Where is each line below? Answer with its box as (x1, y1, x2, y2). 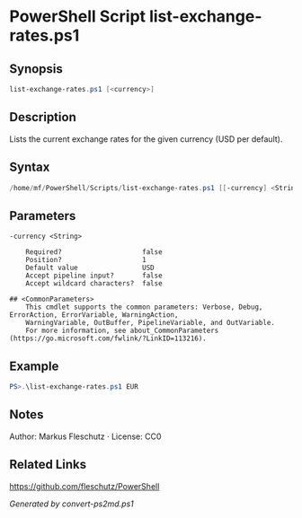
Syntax (9, 160, 50, 175)
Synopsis (9, 61, 63, 76)
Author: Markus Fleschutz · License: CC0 (9, 431, 162, 442)
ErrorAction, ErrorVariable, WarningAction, (9, 311, 179, 320)
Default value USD (25, 263, 155, 273)
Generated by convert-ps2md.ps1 (9, 498, 135, 509)
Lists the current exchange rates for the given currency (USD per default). (9, 133, 283, 145)
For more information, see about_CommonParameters (25, 326, 219, 336)
